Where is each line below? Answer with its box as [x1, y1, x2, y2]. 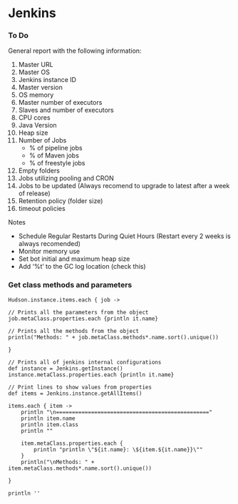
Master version [18, 83, 63, 92]
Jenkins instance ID [18, 76, 77, 84]
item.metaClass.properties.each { [21, 440, 123, 447]
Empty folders [18, 166, 60, 175]
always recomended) [18, 240, 81, 248]
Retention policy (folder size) [18, 197, 103, 205]
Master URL [18, 61, 53, 69]
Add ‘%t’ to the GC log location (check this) [18, 262, 146, 271]
